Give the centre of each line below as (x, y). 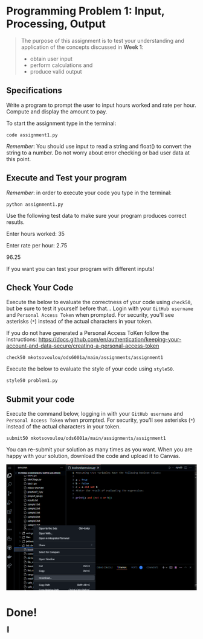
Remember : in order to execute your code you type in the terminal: (89, 192)
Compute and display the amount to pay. (57, 111)
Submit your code (40, 399)
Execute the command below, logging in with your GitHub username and (95, 414)
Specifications (34, 91)
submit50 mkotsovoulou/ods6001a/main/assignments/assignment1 (86, 439)
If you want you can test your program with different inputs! (80, 269)
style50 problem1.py (32, 381)
